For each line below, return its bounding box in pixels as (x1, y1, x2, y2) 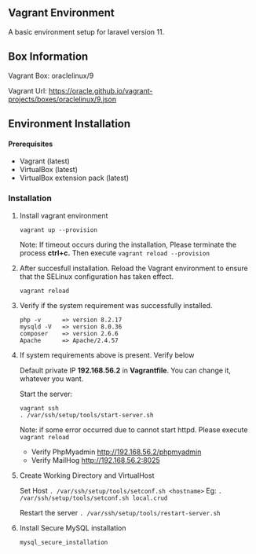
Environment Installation (8, 117, 131, 130)
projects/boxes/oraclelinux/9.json (8, 94, 116, 104)
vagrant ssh (19, 404, 59, 412)
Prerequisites (8, 139, 53, 149)
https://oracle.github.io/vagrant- (48, 86, 153, 95)
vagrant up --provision (19, 226, 98, 234)
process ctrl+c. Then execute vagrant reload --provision (19, 248, 210, 258)
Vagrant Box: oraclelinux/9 (8, 71, 94, 80)
